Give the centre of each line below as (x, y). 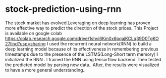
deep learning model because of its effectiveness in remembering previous (82, 49)
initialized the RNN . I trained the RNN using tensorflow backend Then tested (83, 59)
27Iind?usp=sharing (26, 43)
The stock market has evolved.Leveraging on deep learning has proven (78, 23)
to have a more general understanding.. (45, 70)
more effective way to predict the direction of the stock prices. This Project (82, 28)
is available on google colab (34, 33)
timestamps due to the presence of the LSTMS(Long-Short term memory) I (82, 54)
